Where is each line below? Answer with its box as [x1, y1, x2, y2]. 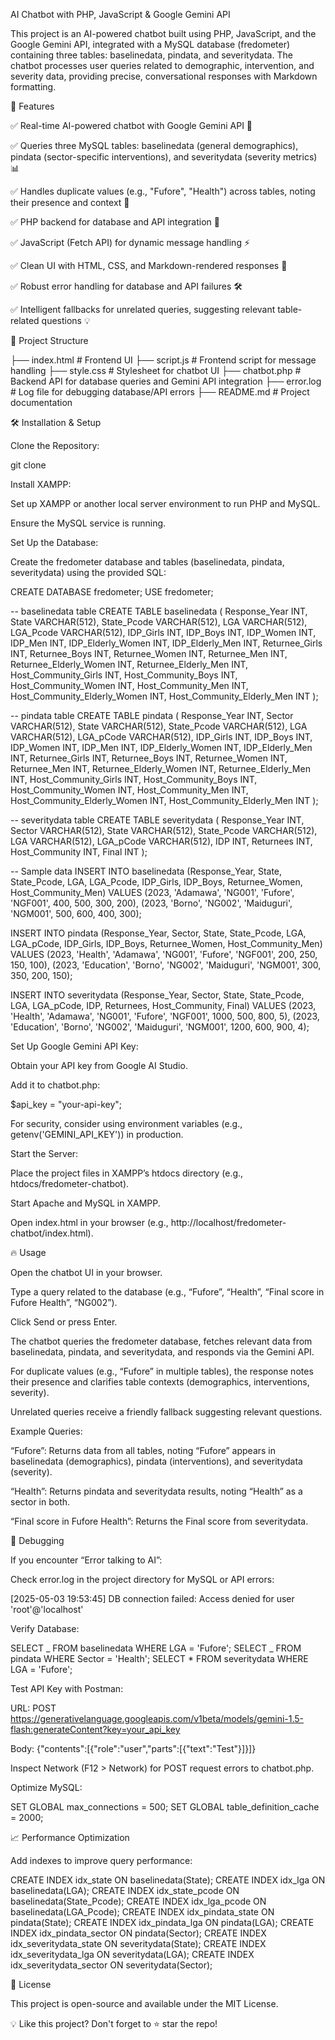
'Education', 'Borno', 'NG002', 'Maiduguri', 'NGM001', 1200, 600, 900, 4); [10, 1021, 310, 1033]
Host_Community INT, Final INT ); [10, 846, 148, 858]
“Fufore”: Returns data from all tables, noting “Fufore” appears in [10, 1445, 277, 1456]
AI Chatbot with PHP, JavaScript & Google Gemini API [10, 9, 231, 20]
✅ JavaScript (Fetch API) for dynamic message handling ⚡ [10, 237, 251, 248]
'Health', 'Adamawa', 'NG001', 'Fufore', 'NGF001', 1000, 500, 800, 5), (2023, [10, 1010, 320, 1022]
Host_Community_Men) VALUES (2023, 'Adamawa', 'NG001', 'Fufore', [10, 887, 295, 898]
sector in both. [10, 1496, 71, 1508]
